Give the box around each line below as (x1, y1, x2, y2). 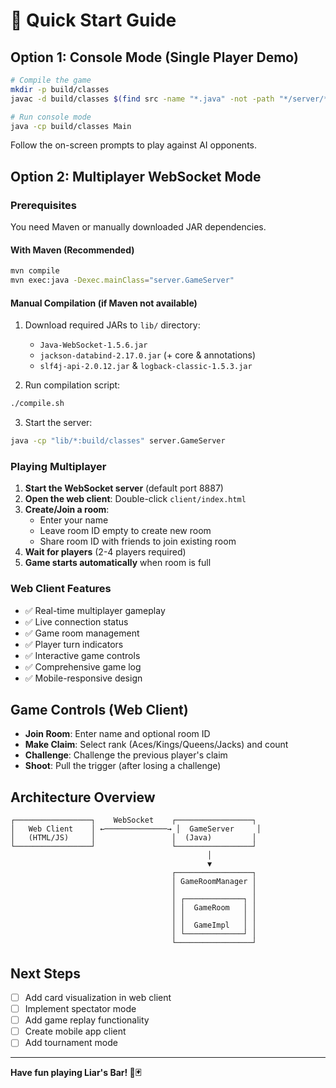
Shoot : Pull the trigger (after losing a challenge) (24, 760, 222, 772)
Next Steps (10, 965, 81, 982)
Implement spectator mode (24, 1003, 137, 1015)
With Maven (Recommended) (10, 244, 135, 256)
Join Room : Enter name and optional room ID (24, 728, 211, 740)
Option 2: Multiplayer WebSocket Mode (10, 168, 262, 185)
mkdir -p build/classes (10, 84, 110, 94)
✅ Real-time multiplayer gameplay (24, 604, 166, 616)
